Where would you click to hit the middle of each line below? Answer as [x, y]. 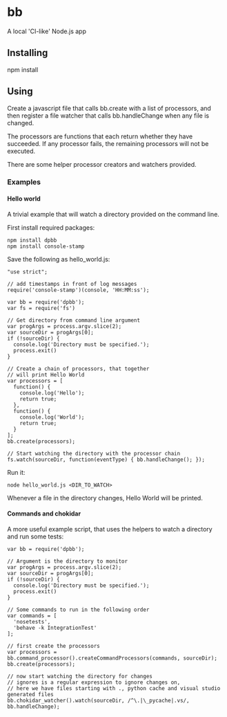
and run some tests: [36, 536]
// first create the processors [53, 646]
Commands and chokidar [44, 514]
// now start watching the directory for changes [80, 676]
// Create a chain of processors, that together [78, 369]
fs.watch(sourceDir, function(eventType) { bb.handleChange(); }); [106, 460]
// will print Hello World [46, 374]
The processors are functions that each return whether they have [100, 136]
